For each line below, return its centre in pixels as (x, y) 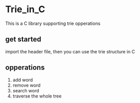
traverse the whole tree (37, 96)
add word (23, 80)
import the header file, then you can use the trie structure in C (70, 51)
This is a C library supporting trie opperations (53, 23)
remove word (26, 85)
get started (23, 39)
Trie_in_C (25, 9)
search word (26, 90)
